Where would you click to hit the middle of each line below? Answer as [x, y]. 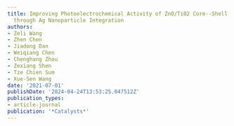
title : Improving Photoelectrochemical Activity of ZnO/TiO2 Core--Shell [118, 14]
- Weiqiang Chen [31, 53]
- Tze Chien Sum [31, 72]
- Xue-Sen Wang [30, 79]
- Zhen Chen [25, 40]
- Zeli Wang [25, 33]
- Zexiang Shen [30, 66]
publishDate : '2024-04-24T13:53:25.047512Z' [73, 92]
